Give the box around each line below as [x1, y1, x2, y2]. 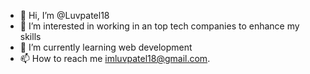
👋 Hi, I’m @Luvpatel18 [19, 10, 110, 21]
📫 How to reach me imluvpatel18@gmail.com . [19, 53, 211, 64]
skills [19, 31, 42, 42]
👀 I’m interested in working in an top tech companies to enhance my [19, 20, 300, 32]
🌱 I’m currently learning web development [19, 41, 193, 53]
